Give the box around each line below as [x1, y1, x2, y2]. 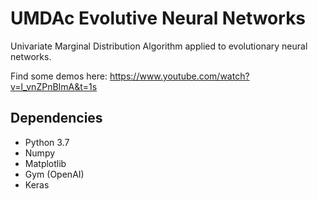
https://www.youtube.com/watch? [109, 70, 250, 82]
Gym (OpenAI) [24, 168, 85, 180]
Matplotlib [24, 157, 67, 169]
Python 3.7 [24, 136, 70, 148]
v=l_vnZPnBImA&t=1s [10, 80, 98, 92]
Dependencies [10, 110, 103, 127]
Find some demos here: [10, 70, 108, 82]
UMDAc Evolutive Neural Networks [10, 7, 307, 30]
